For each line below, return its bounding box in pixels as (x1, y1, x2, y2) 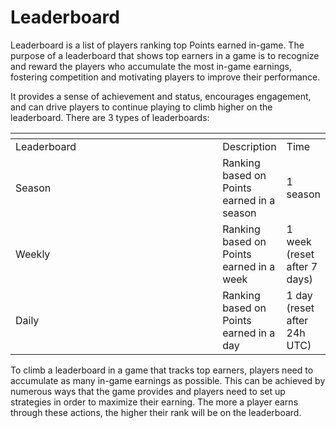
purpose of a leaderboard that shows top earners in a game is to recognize (10, 49, 320, 61)
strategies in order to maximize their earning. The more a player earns (10, 396, 299, 408)
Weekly (15, 247, 51, 261)
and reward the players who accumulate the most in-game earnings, (10, 60, 292, 72)
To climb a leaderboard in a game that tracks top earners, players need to (10, 364, 314, 376)
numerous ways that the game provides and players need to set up (10, 385, 286, 397)
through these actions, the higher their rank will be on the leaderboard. (10, 406, 302, 418)
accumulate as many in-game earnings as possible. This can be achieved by (10, 374, 326, 386)
